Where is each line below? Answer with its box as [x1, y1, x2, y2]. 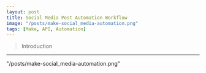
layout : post [6, 9, 40, 15]
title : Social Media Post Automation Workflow [6, 15, 128, 21]
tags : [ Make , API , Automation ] [6, 26, 86, 32]
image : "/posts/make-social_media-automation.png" [6, 20, 139, 26]
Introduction [21, 43, 53, 50]
